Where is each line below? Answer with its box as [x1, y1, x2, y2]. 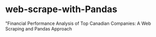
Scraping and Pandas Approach [5, 25, 72, 31]
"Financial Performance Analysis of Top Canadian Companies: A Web [5, 20, 151, 26]
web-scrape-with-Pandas [5, 4, 118, 15]
